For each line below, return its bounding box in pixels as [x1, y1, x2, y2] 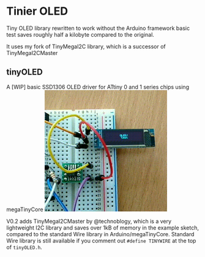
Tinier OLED [6, 4, 69, 18]
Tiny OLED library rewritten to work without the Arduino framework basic [6, 24, 190, 32]
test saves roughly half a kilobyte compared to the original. [6, 31, 155, 38]
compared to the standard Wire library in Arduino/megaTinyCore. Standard [6, 230, 195, 237]
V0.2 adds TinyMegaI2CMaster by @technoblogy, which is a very [6, 217, 172, 225]
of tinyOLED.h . [6, 243, 43, 251]
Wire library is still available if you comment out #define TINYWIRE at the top [6, 237, 196, 244]
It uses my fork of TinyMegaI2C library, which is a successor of [6, 43, 166, 50]
